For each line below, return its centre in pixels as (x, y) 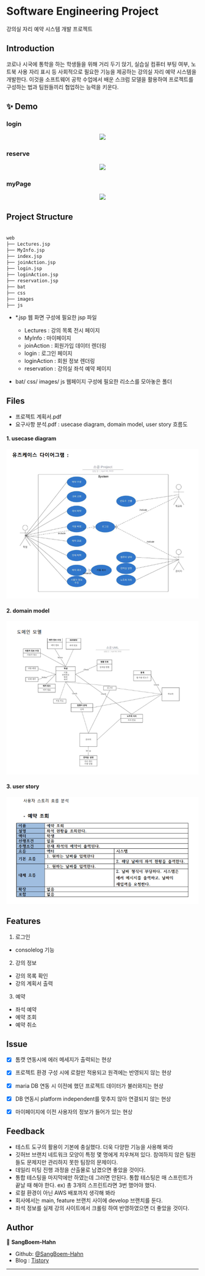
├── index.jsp (24, 256)
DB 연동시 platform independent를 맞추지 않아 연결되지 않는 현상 (93, 1099)
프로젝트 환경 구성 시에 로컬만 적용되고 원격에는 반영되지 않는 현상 (93, 1072)
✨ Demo (22, 107)
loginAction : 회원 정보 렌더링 (59, 361)
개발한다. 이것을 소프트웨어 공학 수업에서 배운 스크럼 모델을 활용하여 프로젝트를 (100, 79)
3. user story (23, 787)
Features (23, 921)
